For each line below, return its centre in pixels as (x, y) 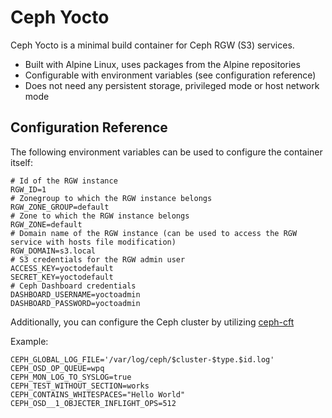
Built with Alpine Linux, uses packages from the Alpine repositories (162, 64)
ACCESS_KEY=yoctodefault (62, 268)
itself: (21, 162)
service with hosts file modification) (93, 242)
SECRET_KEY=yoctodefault (62, 277)
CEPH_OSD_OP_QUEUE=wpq (57, 368)
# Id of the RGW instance (64, 181)
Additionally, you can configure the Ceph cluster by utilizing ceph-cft (152, 322)
